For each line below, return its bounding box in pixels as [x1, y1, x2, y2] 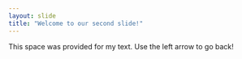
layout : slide [8, 11, 57, 20]
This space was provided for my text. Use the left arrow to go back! [8, 41, 234, 51]
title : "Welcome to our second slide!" [8, 19, 144, 27]
